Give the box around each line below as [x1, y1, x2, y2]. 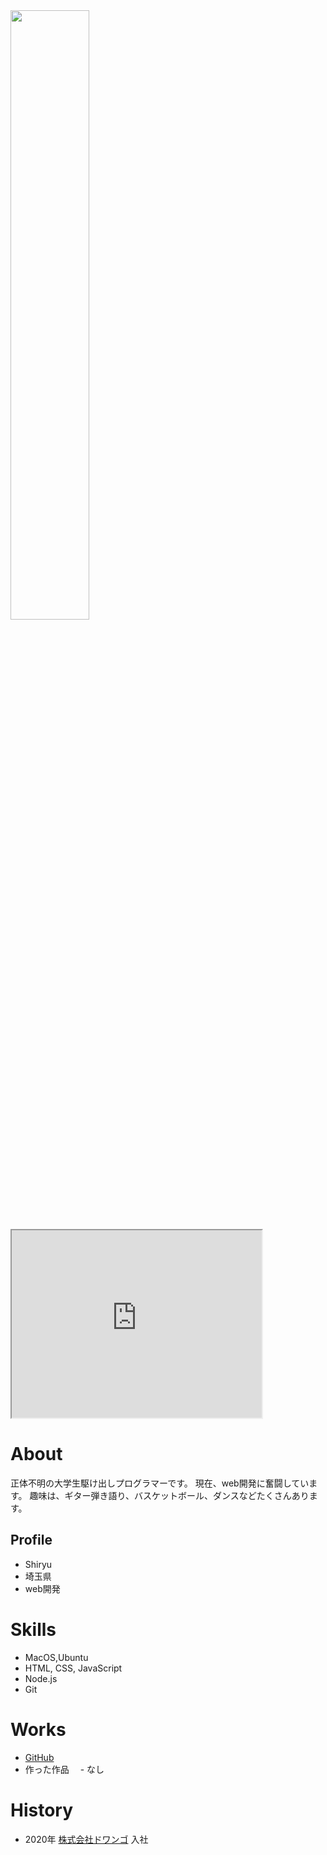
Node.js [24, 1672, 58, 1684]
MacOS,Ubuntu [24, 1651, 89, 1663]
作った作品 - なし [24, 1763, 105, 1775]
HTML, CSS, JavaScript [24, 1662, 123, 1674]
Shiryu [24, 1558, 53, 1570]
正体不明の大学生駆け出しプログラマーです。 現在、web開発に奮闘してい [10, 1477, 310, 1489]
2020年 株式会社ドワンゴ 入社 [24, 1833, 149, 1845]
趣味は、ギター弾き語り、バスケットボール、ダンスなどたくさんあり [29, 1489, 310, 1501]
